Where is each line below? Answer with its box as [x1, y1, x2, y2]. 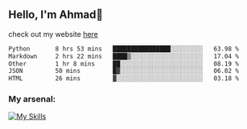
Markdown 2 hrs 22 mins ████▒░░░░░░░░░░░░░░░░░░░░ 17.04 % [8, 52, 240, 60]
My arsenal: [8, 94, 56, 105]
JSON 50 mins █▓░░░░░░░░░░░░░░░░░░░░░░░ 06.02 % [8, 67, 240, 75]
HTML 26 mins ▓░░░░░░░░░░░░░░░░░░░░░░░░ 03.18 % [8, 75, 240, 83]
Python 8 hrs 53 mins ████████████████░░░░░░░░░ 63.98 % [8, 45, 240, 53]
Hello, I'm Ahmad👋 [8, 8, 104, 22]
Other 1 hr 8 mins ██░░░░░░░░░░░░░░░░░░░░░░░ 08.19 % [8, 59, 240, 68]
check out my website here [8, 29, 99, 38]
